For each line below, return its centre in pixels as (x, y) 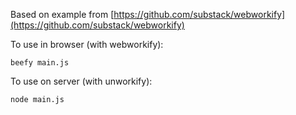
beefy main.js (40, 63)
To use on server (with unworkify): (81, 81)
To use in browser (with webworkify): (87, 44)
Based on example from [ (62, 14)
